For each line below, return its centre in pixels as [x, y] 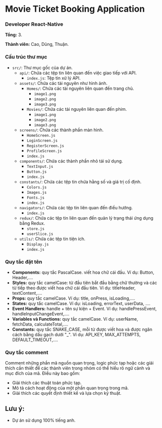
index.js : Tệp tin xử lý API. [54, 78]
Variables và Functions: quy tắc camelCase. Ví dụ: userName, [75, 319]
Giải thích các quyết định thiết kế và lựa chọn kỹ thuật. [67, 393]
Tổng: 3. [14, 35]
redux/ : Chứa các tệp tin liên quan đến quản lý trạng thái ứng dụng [86, 218]
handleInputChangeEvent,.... [41, 314]
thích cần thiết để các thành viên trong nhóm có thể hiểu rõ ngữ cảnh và [78, 368]
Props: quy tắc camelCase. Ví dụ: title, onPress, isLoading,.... [74, 298]
